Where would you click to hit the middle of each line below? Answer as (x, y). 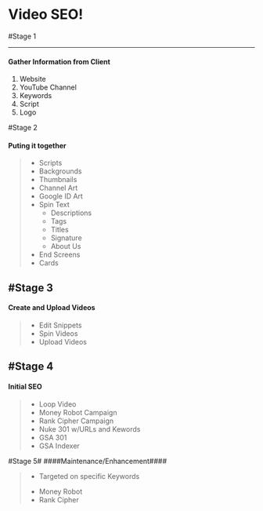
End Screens (59, 255)
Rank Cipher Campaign (76, 421)
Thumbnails (58, 180)
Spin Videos (58, 333)
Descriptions (71, 213)
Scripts (50, 163)
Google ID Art (61, 196)
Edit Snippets (60, 325)
